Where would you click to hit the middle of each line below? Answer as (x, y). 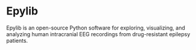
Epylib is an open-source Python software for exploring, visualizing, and (96, 28)
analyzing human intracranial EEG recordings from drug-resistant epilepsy (98, 34)
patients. (17, 40)
